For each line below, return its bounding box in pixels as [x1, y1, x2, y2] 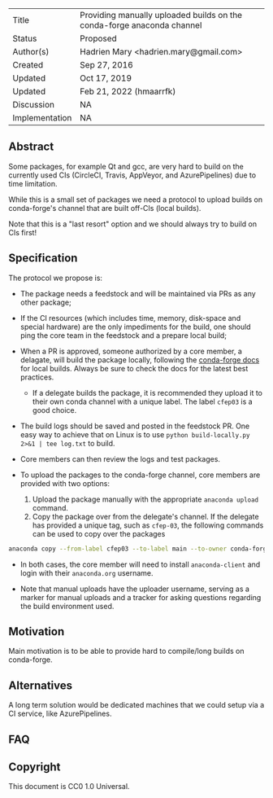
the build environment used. [19, 601, 115, 611]
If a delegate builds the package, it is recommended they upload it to [32, 388, 262, 397]
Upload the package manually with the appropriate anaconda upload [32, 494, 259, 504]
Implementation [12, 112, 72, 123]
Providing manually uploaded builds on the [80, 10, 242, 20]
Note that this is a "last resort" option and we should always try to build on [8, 219, 258, 229]
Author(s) [12, 46, 50, 57]
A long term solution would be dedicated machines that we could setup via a [8, 700, 265, 710]
